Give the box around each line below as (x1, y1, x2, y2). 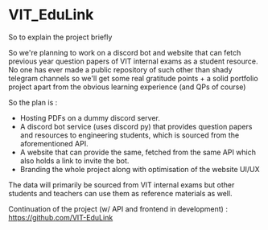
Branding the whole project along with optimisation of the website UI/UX (19, 164, 260, 174)
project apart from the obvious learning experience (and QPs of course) (8, 82, 246, 92)
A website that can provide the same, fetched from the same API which (19, 147, 256, 157)
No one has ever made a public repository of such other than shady (8, 64, 233, 74)
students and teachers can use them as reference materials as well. (8, 188, 233, 198)
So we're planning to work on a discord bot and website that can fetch (8, 47, 241, 57)
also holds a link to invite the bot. (19, 155, 130, 166)
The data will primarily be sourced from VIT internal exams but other (8, 179, 235, 190)
